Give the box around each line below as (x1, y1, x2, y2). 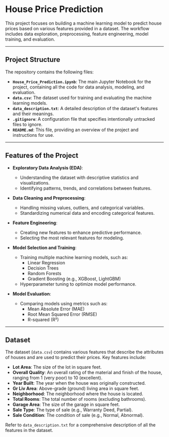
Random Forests (27, 270, 62, 276)
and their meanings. (12, 111, 54, 117)
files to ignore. (12, 121, 43, 127)
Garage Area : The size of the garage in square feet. (12, 401, 120, 408)
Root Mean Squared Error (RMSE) (27, 311, 97, 317)
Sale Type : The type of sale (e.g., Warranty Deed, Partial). (12, 407, 133, 413)
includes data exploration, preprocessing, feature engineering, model (5, 31, 149, 37)
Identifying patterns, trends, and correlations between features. (20, 185, 152, 191)
